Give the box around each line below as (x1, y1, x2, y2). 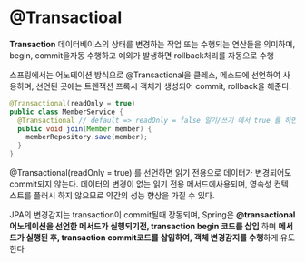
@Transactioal (9, 7, 123, 28)
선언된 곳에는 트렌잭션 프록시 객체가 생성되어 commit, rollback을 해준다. (35, 80, 292, 91)
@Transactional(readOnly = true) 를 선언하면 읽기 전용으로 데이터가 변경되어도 (9, 167, 292, 178)
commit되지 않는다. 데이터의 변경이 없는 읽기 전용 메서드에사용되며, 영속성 (9, 178, 272, 189)
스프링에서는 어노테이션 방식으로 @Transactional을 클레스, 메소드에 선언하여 (9, 69, 281, 80)
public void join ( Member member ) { (17, 124, 152, 134)
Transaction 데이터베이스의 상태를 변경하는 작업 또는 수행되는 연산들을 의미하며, (9, 38, 296, 49)
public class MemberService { (9, 107, 124, 116)
